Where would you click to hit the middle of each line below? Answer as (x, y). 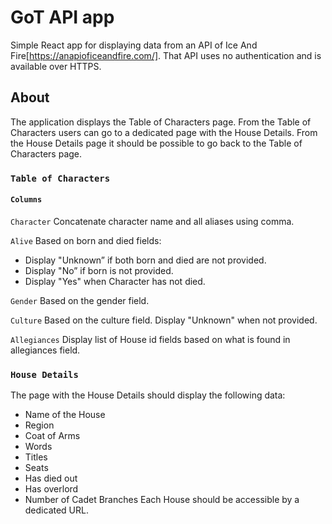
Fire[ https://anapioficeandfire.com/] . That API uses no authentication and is (166, 55)
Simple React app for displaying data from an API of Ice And (134, 45)
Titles (36, 457)
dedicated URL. (56, 510)
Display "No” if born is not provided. (99, 270)
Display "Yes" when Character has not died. (115, 281)
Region (39, 425)
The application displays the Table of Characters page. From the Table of (161, 122)
